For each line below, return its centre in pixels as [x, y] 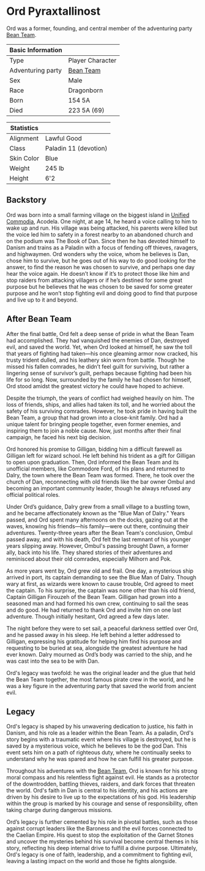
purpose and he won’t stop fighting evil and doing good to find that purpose [102, 293]
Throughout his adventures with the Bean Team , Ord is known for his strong [102, 771]
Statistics [24, 128]
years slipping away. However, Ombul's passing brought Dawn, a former [97, 545]
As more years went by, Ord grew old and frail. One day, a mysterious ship [100, 571]
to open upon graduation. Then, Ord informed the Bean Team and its [93, 462]
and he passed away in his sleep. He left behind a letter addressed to [93, 635]
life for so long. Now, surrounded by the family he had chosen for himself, [99, 380]
